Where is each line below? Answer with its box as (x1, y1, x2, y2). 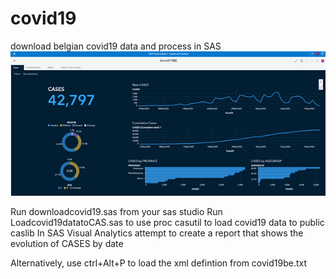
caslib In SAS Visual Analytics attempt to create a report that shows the (10, 227, 304, 239)
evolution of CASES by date (10, 237, 124, 249)
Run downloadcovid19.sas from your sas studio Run (10, 205, 223, 217)
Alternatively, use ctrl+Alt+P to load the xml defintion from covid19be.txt (10, 257, 308, 269)
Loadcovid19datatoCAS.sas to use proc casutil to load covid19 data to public (10, 216, 325, 228)
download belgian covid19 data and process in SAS (10, 40, 222, 52)
